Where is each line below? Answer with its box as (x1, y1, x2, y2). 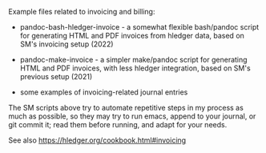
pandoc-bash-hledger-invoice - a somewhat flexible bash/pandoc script (19, 22, 260, 31)
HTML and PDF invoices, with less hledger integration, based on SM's (19, 63, 251, 73)
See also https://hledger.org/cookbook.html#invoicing (8, 135, 187, 145)
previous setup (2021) (19, 72, 93, 81)
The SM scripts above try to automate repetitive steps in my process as (8, 103, 244, 112)
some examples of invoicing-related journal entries (19, 87, 188, 97)
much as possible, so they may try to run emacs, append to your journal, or (8, 111, 256, 121)
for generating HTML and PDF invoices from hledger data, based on (19, 31, 244, 40)
